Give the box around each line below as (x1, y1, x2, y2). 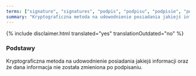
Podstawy (6, 44, 36, 52)
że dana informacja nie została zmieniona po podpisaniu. (6, 63, 143, 70)
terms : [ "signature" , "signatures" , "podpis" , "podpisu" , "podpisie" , (6, 8, 181, 15)
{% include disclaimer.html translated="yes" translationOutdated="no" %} (6, 30, 184, 37)
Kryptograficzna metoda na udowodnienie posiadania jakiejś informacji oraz (6, 57, 188, 64)
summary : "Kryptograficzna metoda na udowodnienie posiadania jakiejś (6, 14, 181, 20)
